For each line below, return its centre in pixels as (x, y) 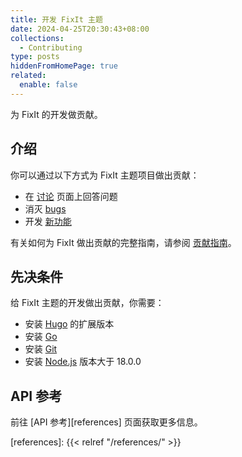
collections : (37, 38)
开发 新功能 (48, 221)
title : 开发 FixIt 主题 (56, 19)
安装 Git (41, 349)
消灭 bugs (45, 208)
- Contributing (51, 47)
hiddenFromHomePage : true (64, 66)
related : (28, 76)
